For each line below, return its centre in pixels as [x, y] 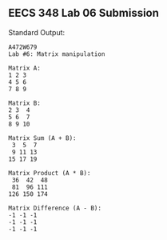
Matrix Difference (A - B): [55, 208]
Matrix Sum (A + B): [43, 138]
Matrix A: [25, 68]
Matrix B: [25, 103]
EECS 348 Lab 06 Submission [84, 13]
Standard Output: [37, 32]
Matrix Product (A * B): [50, 173]
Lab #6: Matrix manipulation [57, 54]
